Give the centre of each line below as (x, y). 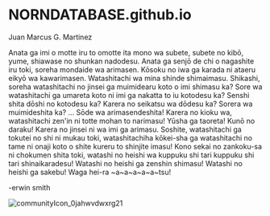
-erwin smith (29, 187)
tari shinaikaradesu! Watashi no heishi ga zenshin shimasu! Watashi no (126, 163)
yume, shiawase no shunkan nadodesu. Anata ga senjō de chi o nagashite (131, 61)
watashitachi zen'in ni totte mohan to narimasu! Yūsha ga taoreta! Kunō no (132, 120)
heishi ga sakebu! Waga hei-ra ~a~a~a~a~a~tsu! (90, 172)
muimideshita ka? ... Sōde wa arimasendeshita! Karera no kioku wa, (120, 112)
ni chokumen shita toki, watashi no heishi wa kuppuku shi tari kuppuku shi (131, 155)
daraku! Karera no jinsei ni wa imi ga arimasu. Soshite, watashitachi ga (125, 129)
